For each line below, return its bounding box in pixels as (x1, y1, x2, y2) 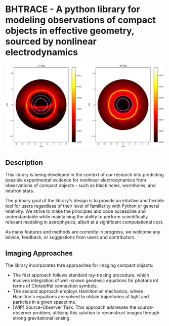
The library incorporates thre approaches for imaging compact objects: (5, 262, 153, 268)
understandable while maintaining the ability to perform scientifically (5, 214, 148, 220)
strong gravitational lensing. (12, 315, 71, 321)
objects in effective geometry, (5, 25, 135, 36)
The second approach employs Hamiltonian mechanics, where (12, 288, 143, 294)
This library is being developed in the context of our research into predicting (5, 172, 164, 178)
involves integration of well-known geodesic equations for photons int (12, 277, 158, 284)
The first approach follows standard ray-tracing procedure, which (12, 272, 149, 278)
